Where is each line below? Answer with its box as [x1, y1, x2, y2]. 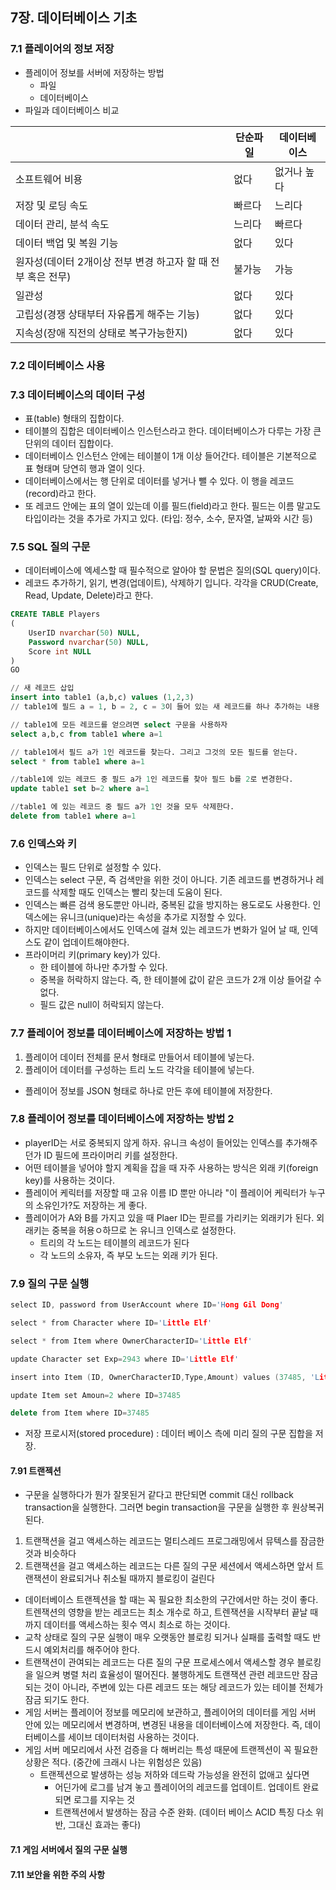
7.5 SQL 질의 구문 [10, 539, 91, 553]
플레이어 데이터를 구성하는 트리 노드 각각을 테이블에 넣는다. [24, 1063, 255, 1075]
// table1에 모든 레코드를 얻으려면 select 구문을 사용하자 [10, 719, 228, 730]
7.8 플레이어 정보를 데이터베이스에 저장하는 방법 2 [10, 1112, 235, 1126]
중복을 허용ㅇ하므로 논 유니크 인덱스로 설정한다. [51, 1224, 237, 1236]
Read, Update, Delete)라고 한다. [24, 589, 154, 602]
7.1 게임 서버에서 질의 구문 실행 [10, 1844, 128, 1856]
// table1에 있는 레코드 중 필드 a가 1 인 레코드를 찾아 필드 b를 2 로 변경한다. [10, 774, 294, 785]
